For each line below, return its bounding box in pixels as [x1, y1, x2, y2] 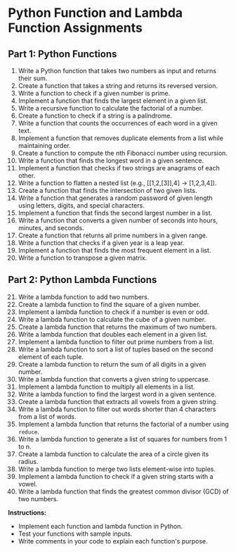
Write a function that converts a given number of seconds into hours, [18, 216, 218, 225]
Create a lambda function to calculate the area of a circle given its [18, 449, 209, 458]
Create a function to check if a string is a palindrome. [18, 111, 173, 120]
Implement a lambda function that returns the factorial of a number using [18, 420, 229, 428]
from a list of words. [18, 412, 77, 420]
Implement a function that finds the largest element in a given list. [18, 96, 208, 105]
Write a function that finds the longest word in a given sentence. [18, 156, 204, 165]
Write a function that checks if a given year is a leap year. [18, 239, 185, 247]
